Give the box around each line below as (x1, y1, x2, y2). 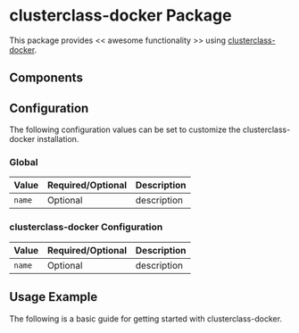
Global (9, 156, 38, 169)
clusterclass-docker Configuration (9, 221, 163, 233)
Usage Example (9, 289, 98, 304)
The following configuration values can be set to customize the (9, 124, 241, 135)
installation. (37, 134, 79, 145)
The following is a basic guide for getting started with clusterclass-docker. (9, 313, 283, 324)
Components (9, 71, 83, 86)
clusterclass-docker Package (9, 5, 232, 26)
